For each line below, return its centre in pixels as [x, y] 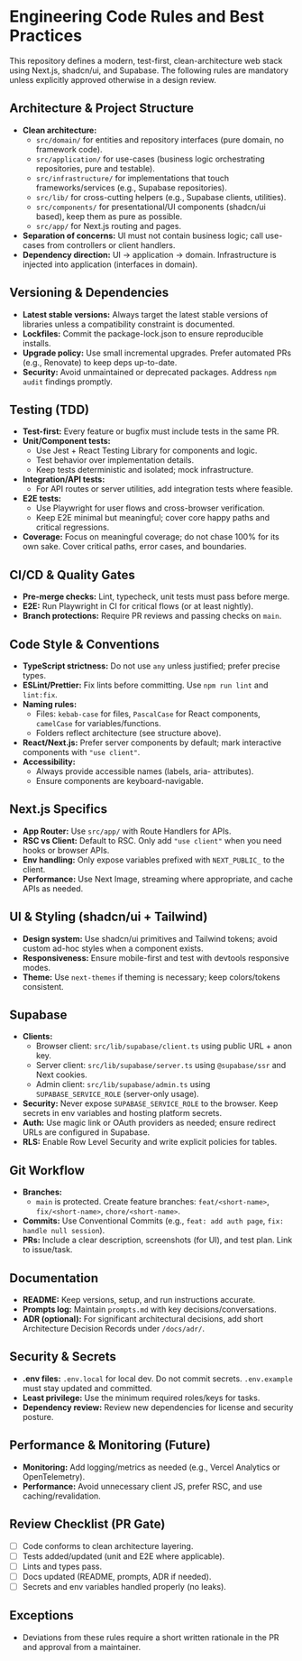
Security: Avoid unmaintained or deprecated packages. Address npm [149, 372]
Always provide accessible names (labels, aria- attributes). [145, 771]
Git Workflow [47, 1170]
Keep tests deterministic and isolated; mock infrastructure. [145, 470]
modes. [37, 967]
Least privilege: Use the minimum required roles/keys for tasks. [141, 1398]
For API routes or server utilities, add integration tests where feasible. [165, 489]
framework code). [69, 149]
